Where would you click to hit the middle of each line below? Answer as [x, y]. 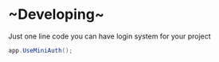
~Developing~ [57, 15]
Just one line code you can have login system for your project [109, 36]
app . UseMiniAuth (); [41, 50]
